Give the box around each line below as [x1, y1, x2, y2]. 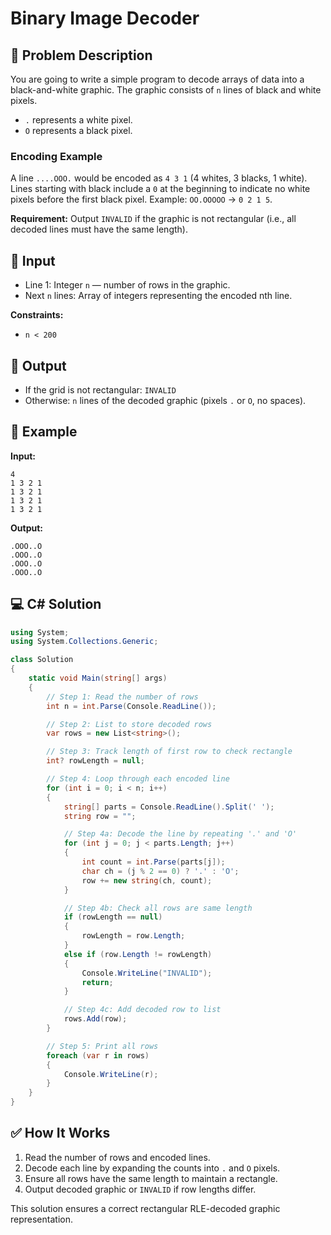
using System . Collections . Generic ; [10, 637, 159, 647]
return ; [81, 977, 114, 987]
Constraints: [10, 309, 64, 321]
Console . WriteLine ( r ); [63, 1069, 159, 1079]
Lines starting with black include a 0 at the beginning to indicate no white [10, 183, 311, 195]
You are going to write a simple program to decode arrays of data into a [10, 73, 305, 85]
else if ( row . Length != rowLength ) [63, 949, 213, 959]
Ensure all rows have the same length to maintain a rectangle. [24, 1172, 278, 1184]
